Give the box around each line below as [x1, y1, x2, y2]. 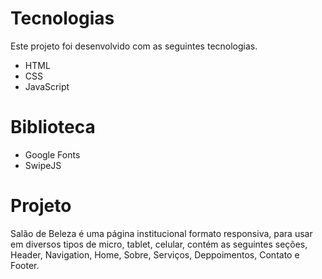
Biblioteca [10, 116, 96, 139]
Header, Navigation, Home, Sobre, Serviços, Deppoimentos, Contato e [10, 248, 300, 261]
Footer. [10, 259, 40, 271]
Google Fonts [24, 148, 81, 161]
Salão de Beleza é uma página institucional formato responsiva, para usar [10, 227, 313, 239]
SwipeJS [24, 159, 62, 171]
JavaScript [24, 80, 70, 92]
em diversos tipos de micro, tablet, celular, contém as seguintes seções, [10, 238, 308, 250]
